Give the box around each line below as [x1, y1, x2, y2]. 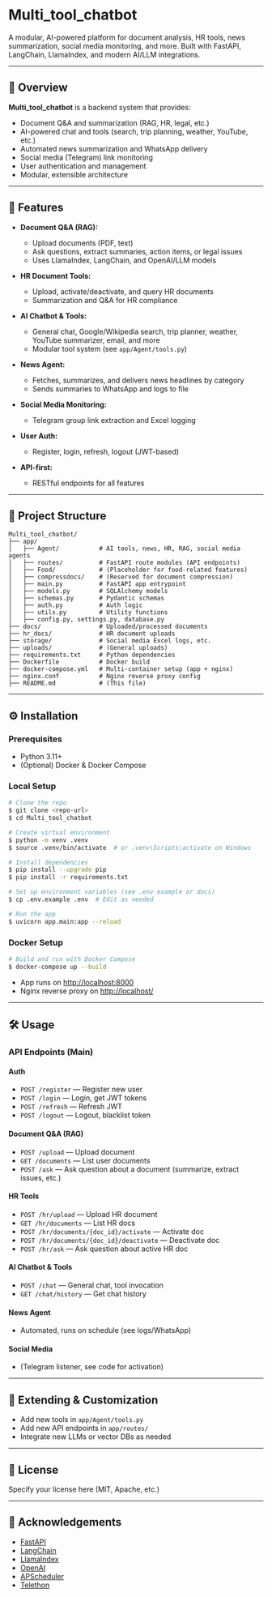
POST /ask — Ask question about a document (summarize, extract [19, 1164, 240, 1174]
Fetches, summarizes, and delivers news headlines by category [32, 375, 244, 385]
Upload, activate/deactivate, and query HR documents [32, 286, 215, 297]
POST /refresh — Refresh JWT [19, 1102, 123, 1112]
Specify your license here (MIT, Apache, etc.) [8, 1484, 160, 1494]
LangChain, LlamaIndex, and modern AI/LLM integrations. [8, 49, 201, 59]
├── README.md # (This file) [8, 679, 147, 688]
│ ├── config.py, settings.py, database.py [8, 616, 164, 624]
